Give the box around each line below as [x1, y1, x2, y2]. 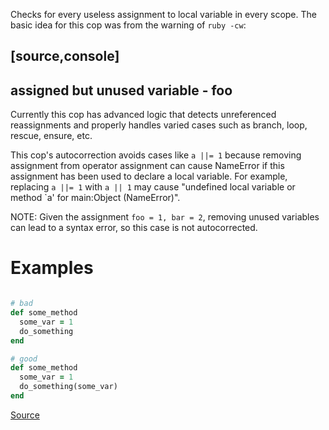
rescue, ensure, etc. [10, 130, 93, 142]
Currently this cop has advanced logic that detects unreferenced [10, 109, 277, 121]
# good [10, 354, 38, 364]
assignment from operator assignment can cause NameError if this [10, 160, 285, 172]
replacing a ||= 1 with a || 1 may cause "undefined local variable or [10, 181, 296, 193]
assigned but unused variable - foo [10, 82, 233, 99]
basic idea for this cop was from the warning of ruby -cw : [10, 19, 247, 31]
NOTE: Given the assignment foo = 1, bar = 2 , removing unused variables [10, 211, 320, 223]
